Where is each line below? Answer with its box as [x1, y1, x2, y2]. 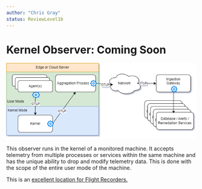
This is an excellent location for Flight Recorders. [6, 176, 128, 183]
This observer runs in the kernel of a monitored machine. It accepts [6, 145, 174, 152]
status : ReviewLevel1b [6, 16, 64, 22]
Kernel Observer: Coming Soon [6, 43, 166, 57]
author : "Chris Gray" [6, 10, 61, 16]
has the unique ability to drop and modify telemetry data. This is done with [6, 158, 192, 165]
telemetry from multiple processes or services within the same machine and [6, 151, 196, 158]
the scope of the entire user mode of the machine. [6, 164, 132, 171]
